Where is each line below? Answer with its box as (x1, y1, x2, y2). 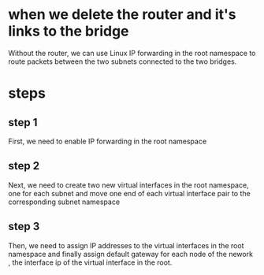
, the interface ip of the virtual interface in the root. (8, 258, 173, 267)
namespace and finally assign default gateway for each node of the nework (8, 249, 254, 258)
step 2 (8, 159, 40, 173)
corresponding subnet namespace (8, 197, 121, 206)
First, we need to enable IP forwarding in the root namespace (8, 136, 207, 146)
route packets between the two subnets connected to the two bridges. (8, 57, 237, 66)
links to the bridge (8, 22, 129, 40)
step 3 (8, 220, 40, 233)
